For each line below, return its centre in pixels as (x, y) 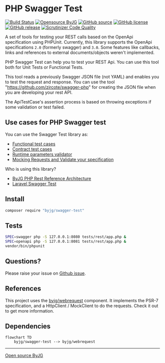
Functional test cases (34, 144)
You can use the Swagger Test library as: (47, 134)
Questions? (23, 261)
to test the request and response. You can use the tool (60, 82)
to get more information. (29, 311)
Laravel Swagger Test (34, 183)
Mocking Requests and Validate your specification (63, 159)
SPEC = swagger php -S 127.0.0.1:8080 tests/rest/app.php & (66, 237)
